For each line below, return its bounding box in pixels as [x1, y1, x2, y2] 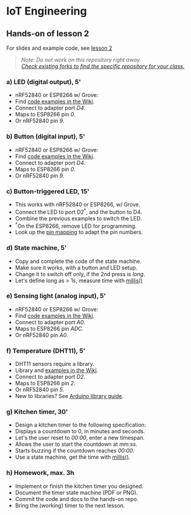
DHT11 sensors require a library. [15, 360, 95, 368]
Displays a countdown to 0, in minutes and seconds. [15, 428, 145, 435]
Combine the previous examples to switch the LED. [15, 214, 142, 222]
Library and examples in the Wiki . [15, 367, 99, 374]
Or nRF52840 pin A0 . [15, 331, 68, 339]
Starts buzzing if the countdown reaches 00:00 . [15, 447, 135, 454]
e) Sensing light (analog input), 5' [6, 292, 106, 301]
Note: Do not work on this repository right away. [21, 56, 141, 63]
